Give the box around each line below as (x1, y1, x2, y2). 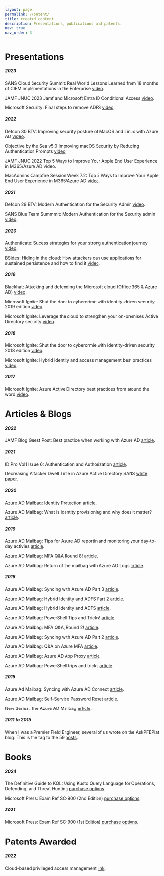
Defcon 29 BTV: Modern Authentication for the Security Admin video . (5, 202, 145, 207)
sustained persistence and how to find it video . (5, 260, 100, 266)
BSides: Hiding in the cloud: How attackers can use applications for (5, 255, 142, 261)
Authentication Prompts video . (5, 148, 67, 154)
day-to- (140, 538, 157, 544)
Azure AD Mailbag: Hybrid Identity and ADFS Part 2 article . (5, 596, 125, 602)
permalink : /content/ (5, 12, 50, 17)
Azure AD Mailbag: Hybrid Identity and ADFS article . (5, 606, 111, 611)
